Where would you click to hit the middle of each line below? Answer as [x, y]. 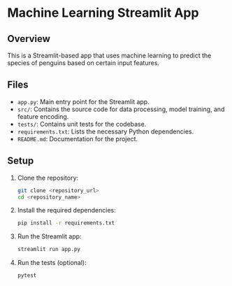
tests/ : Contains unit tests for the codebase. [82, 124]
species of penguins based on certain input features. [83, 63]
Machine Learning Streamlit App [103, 13]
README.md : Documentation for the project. [78, 138]
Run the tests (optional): [52, 263]
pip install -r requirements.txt [66, 223]
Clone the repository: [48, 178]
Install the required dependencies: [67, 210]
